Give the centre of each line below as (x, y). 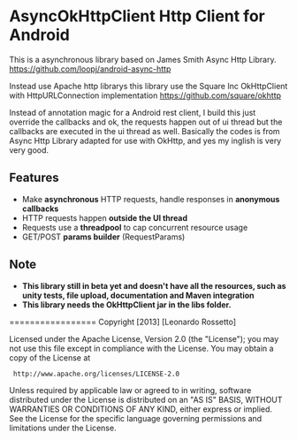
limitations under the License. (63, 428)
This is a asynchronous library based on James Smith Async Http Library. (143, 59)
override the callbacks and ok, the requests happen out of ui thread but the (146, 122)
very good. (29, 150)
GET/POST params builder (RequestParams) (103, 237)
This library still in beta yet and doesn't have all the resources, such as (154, 285)
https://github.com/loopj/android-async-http (90, 69)
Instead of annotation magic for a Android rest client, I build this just (133, 112)
